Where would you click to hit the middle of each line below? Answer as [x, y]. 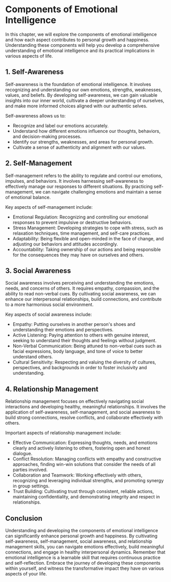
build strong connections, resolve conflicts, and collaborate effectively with [84, 418]
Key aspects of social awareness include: [49, 315]
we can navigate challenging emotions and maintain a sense [98, 191]
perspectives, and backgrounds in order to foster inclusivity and [80, 368]
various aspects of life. [29, 56]
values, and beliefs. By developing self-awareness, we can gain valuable [81, 95]
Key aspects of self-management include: [49, 207]
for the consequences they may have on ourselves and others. [78, 255]
